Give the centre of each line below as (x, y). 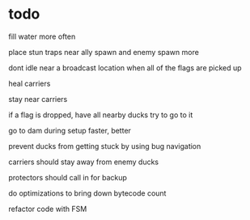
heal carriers (30, 83)
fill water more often (42, 36)
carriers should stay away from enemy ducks (84, 162)
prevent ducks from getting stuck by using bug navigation (105, 146)
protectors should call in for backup (68, 177)
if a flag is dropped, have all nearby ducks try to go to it (101, 115)
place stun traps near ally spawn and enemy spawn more (104, 52)
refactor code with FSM (48, 209)
